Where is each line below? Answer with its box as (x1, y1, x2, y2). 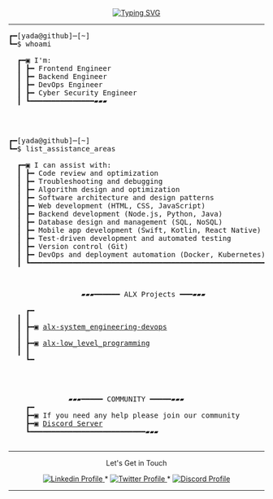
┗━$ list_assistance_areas (8, 144, 116, 153)
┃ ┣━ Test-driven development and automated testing (16, 234, 232, 243)
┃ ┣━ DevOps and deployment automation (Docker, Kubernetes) (16, 250, 266, 259)
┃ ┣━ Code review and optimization (16, 169, 159, 177)
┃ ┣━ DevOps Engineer (16, 81, 103, 89)
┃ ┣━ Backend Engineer (16, 72, 107, 81)
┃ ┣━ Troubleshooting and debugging (16, 177, 163, 186)
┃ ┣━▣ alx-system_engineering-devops (16, 322, 167, 331)
